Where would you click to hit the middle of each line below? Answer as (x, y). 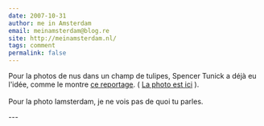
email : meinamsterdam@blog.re (59, 30)
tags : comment (32, 46)
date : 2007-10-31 (37, 16)
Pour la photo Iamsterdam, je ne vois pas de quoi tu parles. (106, 102)
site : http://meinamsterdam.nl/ (62, 38)
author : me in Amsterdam (50, 23)
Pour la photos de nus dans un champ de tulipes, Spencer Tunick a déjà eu (132, 76)
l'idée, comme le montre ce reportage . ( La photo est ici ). (104, 84)
